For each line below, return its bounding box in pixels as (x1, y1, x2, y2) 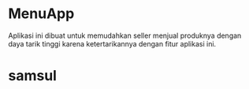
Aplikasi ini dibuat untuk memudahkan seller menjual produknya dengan (8, 31, 242, 40)
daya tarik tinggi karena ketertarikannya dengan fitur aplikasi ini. (8, 39, 217, 48)
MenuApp (8, 5, 75, 23)
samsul (8, 67, 58, 85)
